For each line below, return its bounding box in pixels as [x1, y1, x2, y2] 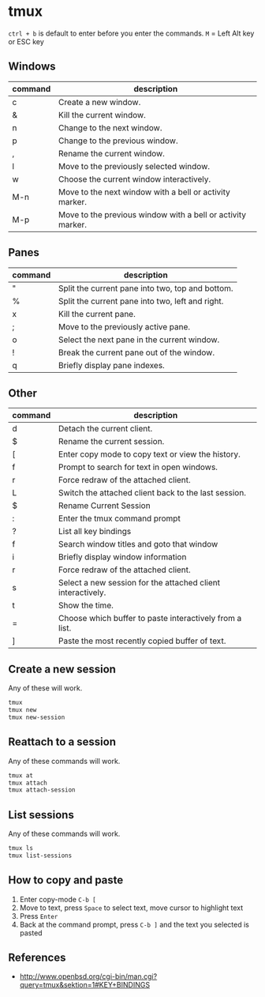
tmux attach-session [8, 786, 77, 794]
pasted [19, 927, 43, 938]
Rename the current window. [58, 148, 166, 159]
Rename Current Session [58, 500, 151, 511]
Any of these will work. [8, 683, 83, 693]
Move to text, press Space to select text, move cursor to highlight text [19, 903, 244, 912]
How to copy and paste [8, 874, 124, 887]
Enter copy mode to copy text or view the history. [58, 449, 241, 460]
